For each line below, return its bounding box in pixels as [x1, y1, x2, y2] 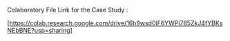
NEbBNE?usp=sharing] [7, 27, 73, 34]
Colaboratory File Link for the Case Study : [7, 6, 128, 14]
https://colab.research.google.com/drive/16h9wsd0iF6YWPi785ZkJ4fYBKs [9, 19, 223, 27]
